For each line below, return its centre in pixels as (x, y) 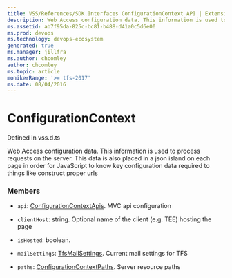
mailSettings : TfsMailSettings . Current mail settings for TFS (102, 254)
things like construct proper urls (52, 173)
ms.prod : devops (30, 33)
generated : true (30, 46)
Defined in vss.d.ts (34, 138)
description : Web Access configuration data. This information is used (112, 20)
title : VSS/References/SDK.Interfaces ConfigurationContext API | (105, 13)
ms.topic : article (33, 71)
